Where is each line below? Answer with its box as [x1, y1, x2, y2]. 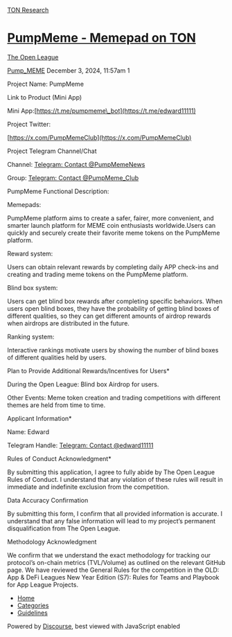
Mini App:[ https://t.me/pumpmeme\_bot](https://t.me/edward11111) [7, 107, 196, 115]
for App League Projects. [7, 580, 78, 589]
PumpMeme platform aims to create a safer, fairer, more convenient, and [7, 214, 214, 222]
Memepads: [7, 200, 42, 208]
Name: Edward [7, 427, 50, 436]
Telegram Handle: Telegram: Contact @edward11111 [7, 441, 154, 449]
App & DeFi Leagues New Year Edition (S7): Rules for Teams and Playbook [7, 573, 220, 581]
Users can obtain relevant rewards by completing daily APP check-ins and [7, 262, 219, 271]
